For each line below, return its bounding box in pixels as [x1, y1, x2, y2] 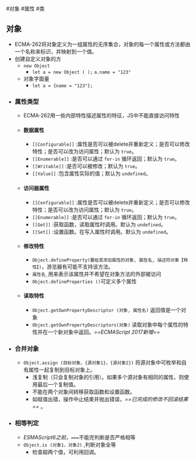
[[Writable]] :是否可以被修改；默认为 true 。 [32, 163, 141, 170]
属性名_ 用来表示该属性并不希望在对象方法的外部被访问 [32, 270, 161, 277]
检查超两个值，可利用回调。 [32, 448, 100, 455]
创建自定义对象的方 [14, 55, 62, 62]
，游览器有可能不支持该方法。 [41, 263, 114, 270]
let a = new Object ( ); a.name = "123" [32, 69, 131, 75]
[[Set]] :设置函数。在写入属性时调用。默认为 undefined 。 [32, 228, 171, 235]
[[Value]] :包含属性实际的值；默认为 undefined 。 [32, 170, 151, 177]
